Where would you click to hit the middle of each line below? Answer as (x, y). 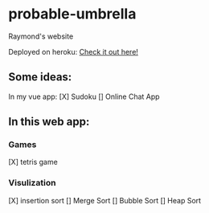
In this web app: (49, 122)
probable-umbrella (72, 14)
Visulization (32, 183)
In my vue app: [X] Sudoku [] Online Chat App (84, 96)
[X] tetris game (33, 162)
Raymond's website (41, 36)
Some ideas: (40, 77)
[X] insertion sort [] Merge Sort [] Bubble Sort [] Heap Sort (105, 200)
